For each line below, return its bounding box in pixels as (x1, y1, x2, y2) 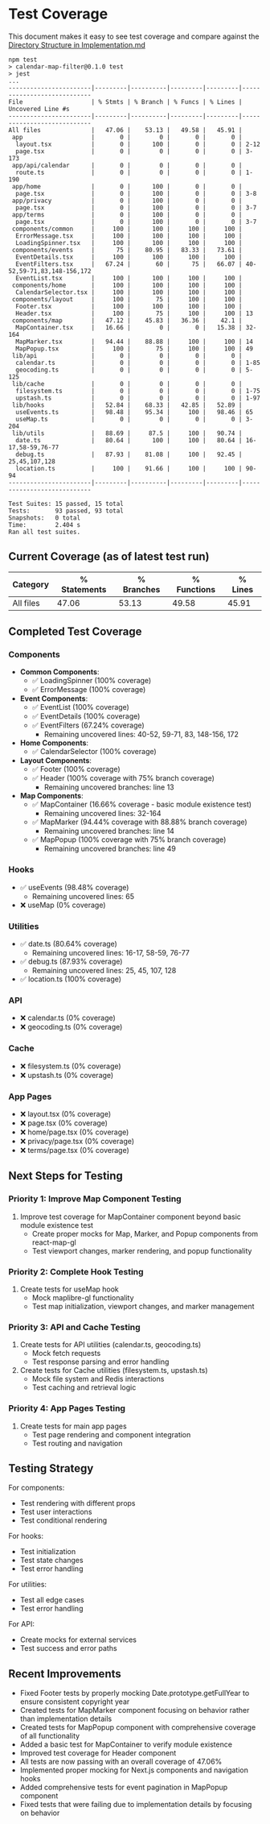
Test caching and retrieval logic (31, 1383, 137, 1392)
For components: (8, 1483, 65, 1493)
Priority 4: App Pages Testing (8, 1403, 126, 1414)
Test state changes (19, 1556, 84, 1565)
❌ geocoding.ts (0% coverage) (19, 1022, 123, 1032)
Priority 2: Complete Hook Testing (8, 1266, 144, 1277)
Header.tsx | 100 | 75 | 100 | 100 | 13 (15, 309, 253, 317)
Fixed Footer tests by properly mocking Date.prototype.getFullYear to (19, 1689, 250, 1698)
